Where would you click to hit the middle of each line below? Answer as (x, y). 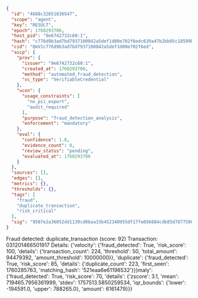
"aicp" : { (23, 52)
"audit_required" (48, 107)
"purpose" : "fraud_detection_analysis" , (72, 118)
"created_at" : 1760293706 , (55, 69)
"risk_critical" (37, 211)
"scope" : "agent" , (34, 19)
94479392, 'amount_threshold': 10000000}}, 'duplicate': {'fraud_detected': (97, 257)
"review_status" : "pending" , (57, 151)
